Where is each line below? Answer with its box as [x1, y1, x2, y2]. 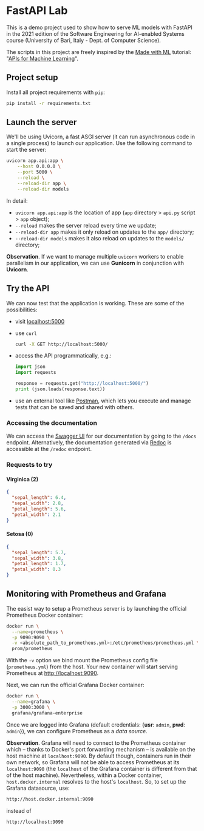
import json [15, 364, 46, 370]
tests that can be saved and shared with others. [15, 403, 135, 410]
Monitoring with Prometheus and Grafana [6, 589, 166, 599]
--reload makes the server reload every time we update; [15, 222, 157, 229]
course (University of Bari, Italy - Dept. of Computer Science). [6, 36, 161, 44]
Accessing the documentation [6, 418, 98, 427]
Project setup [6, 72, 59, 83]
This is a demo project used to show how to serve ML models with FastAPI [6, 24, 192, 31]
